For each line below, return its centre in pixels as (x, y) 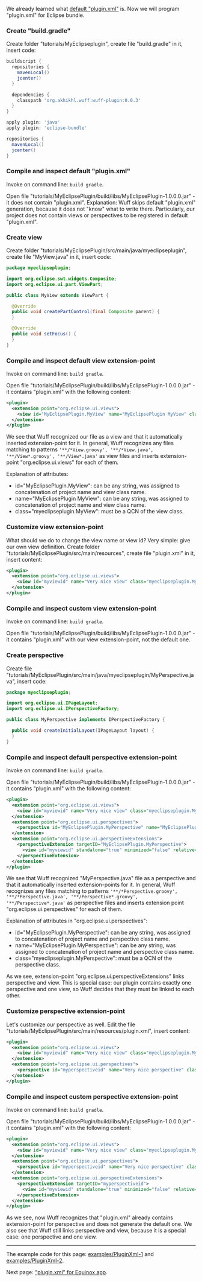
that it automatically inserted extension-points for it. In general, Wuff (91, 885)
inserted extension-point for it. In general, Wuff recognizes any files (90, 443)
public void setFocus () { (44, 334)
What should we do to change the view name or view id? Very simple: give (98, 540)
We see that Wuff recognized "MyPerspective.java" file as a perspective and (101, 878)
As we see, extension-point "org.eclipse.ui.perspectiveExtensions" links (95, 976)
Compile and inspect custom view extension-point (81, 608)
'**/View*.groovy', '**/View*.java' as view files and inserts (83, 456)
